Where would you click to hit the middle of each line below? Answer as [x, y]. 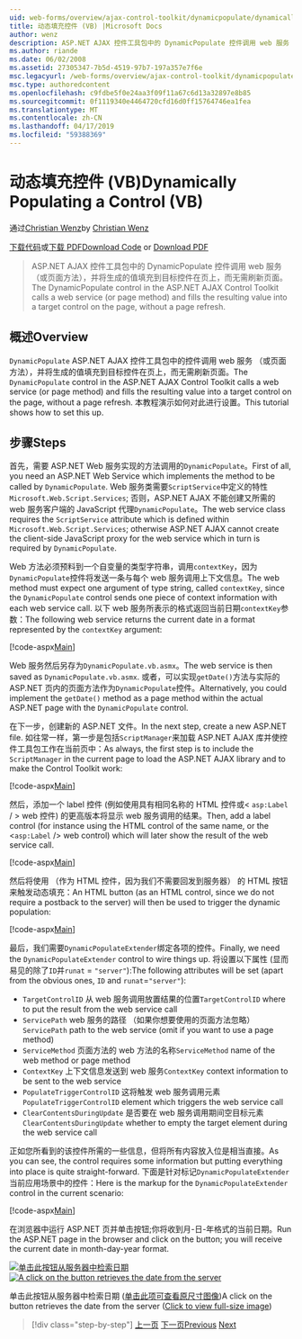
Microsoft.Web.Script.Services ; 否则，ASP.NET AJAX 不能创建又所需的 [142, 498]
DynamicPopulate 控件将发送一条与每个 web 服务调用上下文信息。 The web [145, 578]
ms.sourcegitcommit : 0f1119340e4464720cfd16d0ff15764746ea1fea [130, 101]
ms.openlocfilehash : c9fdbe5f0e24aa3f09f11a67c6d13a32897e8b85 [130, 93]
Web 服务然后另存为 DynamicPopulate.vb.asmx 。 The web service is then [141, 666]
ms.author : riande [44, 51]
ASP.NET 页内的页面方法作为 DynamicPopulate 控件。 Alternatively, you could [148, 688]
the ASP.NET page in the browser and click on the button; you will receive [146, 1239]
